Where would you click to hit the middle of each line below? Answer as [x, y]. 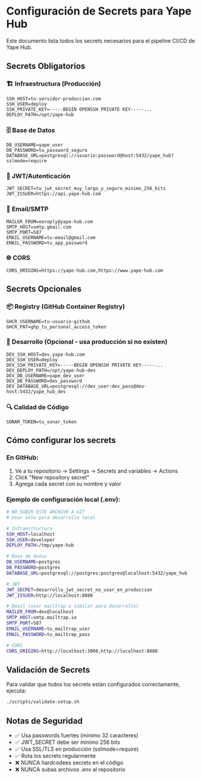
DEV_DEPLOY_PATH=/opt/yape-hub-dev [51, 370]
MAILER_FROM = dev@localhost [40, 612]
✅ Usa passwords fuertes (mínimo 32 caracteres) [77, 735]
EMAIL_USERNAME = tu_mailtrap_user [48, 629]
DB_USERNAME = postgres [33, 562]
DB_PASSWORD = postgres [33, 568]
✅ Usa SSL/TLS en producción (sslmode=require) [77, 749]
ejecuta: [16, 691]
